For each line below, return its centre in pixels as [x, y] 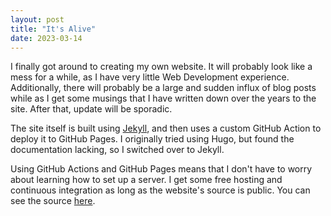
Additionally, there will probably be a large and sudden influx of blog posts [163, 88]
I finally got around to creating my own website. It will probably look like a [161, 67]
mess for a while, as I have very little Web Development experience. [150, 77]
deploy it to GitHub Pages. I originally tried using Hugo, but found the [152, 139]
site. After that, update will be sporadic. [91, 109]
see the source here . [53, 201]
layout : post [37, 19]
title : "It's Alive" [53, 29]
